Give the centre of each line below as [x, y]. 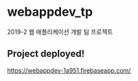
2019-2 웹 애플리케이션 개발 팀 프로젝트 [60, 32]
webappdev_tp [50, 12]
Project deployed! [46, 54]
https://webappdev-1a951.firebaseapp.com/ [69, 70]
